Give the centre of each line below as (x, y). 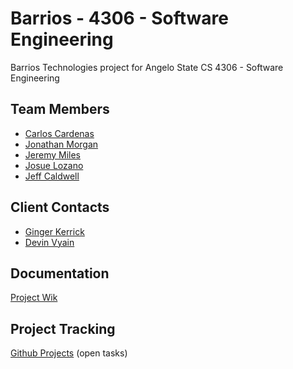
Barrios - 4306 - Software (119, 18)
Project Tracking (63, 328)
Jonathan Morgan (61, 144)
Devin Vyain (49, 242)
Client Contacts (60, 207)
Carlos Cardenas (59, 133)
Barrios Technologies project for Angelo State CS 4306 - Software (147, 67)
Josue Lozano (54, 165)
